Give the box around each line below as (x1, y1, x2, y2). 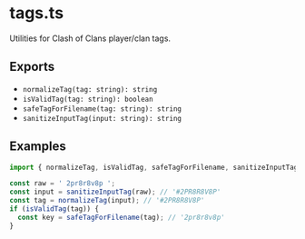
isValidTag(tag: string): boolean (22, 95, 153, 104)
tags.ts (9, 3, 64, 24)
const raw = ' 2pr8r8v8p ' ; (9, 179, 116, 188)
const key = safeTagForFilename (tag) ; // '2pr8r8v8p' (17, 213, 225, 222)
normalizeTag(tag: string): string (22, 85, 158, 94)
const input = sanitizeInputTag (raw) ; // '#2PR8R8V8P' (9, 187, 221, 197)
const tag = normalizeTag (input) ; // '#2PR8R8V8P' (9, 196, 205, 205)
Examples (9, 139, 66, 154)
